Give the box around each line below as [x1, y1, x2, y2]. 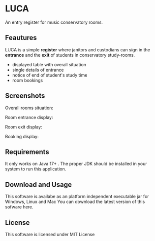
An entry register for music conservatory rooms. [5, 19, 103, 25]
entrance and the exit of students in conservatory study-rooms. [5, 52, 135, 58]
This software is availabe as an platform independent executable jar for [5, 194, 149, 200]
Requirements [5, 148, 49, 156]
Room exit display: [5, 124, 43, 130]
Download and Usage [5, 180, 72, 189]
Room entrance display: [5, 114, 53, 120]
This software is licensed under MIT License [5, 232, 95, 237]
